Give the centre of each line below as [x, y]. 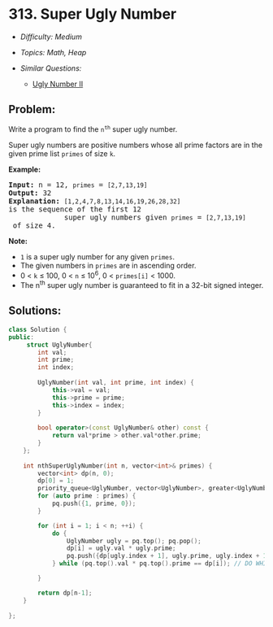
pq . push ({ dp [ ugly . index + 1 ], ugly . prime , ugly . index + [163, 556]
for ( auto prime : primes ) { [87, 496]
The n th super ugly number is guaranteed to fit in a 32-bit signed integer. [142, 285]
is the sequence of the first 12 [75, 209]
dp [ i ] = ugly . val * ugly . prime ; [121, 549]
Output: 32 [30, 193]
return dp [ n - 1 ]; [65, 593]
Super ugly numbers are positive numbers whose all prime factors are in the [135, 145]
